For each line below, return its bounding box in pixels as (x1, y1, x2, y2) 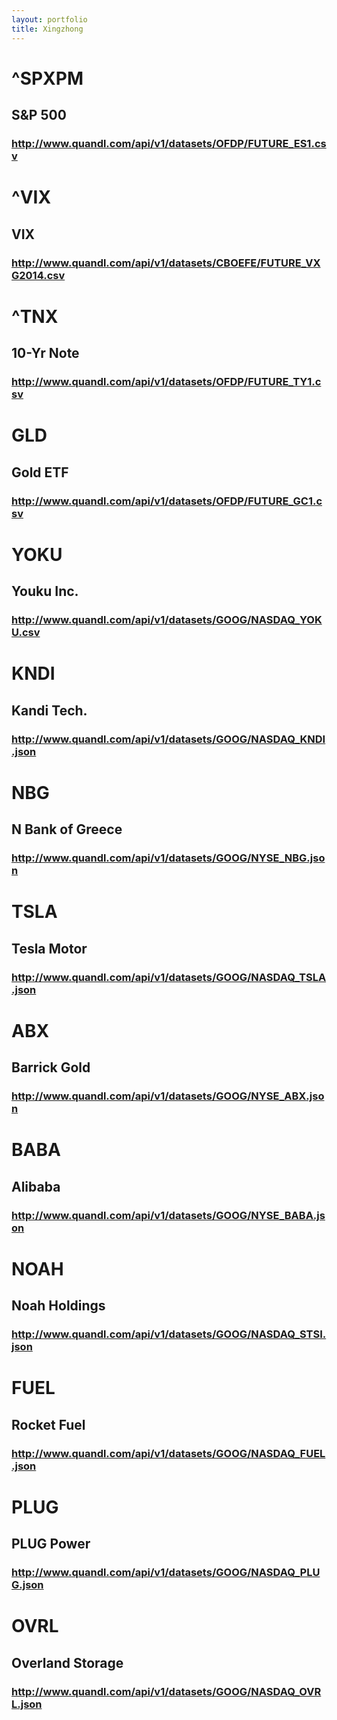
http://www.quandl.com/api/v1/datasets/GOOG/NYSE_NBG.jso (11, 851, 326, 865)
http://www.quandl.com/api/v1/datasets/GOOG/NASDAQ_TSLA (11, 970, 327, 984)
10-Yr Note (11, 345, 80, 362)
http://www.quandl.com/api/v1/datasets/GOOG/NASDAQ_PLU (11, 1566, 321, 1579)
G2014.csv (11, 268, 66, 282)
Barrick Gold (11, 1059, 91, 1076)
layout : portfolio (11, 14, 88, 25)
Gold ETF (11, 464, 69, 481)
